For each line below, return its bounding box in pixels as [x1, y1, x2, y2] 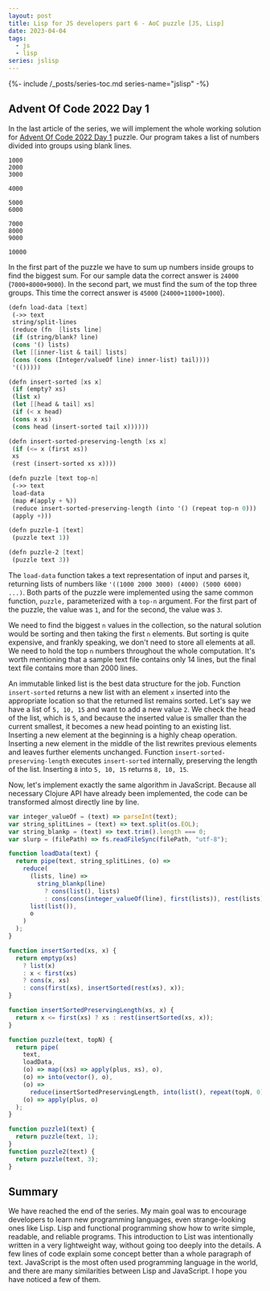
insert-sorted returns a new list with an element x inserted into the [8, 687, 231, 697]
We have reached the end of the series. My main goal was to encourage [8, 1206, 247, 1216]
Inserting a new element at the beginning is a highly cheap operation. [8, 730, 238, 740]
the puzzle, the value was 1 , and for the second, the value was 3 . [8, 604, 223, 614]
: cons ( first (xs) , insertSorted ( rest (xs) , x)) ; [22, 984, 185, 992]
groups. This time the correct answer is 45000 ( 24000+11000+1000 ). [8, 288, 225, 297]
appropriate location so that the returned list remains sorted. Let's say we [8, 695, 252, 705]
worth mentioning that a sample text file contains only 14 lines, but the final [8, 654, 256, 664]
